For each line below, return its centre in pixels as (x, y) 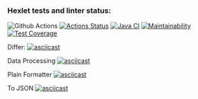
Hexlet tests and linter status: (59, 11)
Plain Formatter (29, 75)
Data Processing (31, 61)
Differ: (17, 47)
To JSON (21, 88)
